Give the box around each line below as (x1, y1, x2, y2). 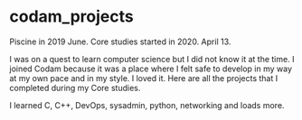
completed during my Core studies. (9, 82, 141, 93)
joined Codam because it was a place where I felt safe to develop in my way (9, 63, 292, 74)
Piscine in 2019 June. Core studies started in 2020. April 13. (9, 36, 231, 47)
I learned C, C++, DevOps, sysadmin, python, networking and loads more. (9, 99, 285, 110)
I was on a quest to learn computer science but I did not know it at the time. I (9, 53, 295, 64)
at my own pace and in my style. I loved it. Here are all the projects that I (9, 72, 278, 83)
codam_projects (9, 6, 134, 27)
